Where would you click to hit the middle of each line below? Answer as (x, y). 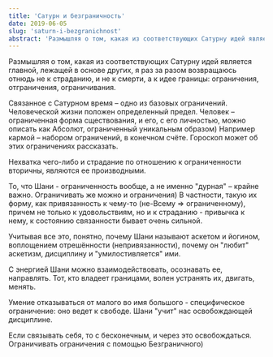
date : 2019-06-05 (38, 24)
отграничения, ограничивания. (62, 88)
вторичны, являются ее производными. (77, 170)
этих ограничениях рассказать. (63, 146)
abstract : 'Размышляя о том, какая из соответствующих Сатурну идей (127, 39)
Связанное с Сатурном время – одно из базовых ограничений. (118, 103)
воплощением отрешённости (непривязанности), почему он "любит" (129, 245)
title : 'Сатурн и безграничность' (67, 16)
